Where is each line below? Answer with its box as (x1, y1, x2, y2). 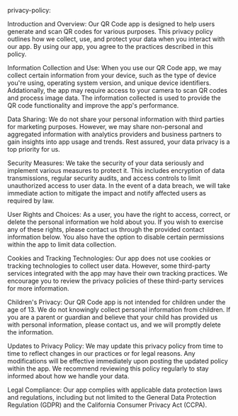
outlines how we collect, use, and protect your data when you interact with (7, 35, 225, 43)
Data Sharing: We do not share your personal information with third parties (7, 115, 225, 123)
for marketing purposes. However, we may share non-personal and (7, 123, 203, 130)
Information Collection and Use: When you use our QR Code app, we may (7, 64, 222, 72)
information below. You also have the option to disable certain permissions (7, 233, 225, 241)
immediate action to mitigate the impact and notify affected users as (7, 189, 207, 197)
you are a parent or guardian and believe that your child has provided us (7, 313, 218, 321)
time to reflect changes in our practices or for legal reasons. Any (7, 349, 196, 357)
